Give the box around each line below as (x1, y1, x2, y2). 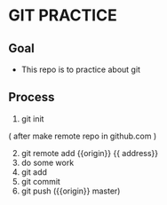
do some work (20, 157, 75, 168)
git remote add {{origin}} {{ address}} (20, 147, 159, 158)
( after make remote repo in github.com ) (8, 130, 157, 141)
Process (8, 90, 55, 105)
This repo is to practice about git (20, 64, 141, 75)
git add (20, 166, 48, 177)
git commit (20, 176, 61, 186)
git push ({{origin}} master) (20, 185, 121, 196)
